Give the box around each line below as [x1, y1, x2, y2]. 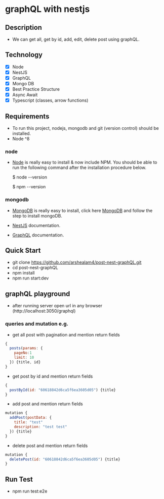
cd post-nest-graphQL [12, 265, 58, 271]
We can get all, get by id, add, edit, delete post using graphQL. [12, 36, 140, 42]
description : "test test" [14, 425, 68, 430]
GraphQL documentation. [12, 232, 64, 238]
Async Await [12, 92, 38, 98]
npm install [12, 270, 35, 276]
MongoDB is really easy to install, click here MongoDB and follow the [12, 207, 153, 214]
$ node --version [12, 174, 47, 180]
